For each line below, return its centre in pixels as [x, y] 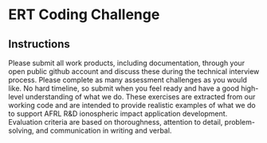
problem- [240, 122]
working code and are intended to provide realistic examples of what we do [132, 105]
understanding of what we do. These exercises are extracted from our [140, 97]
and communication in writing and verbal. [104, 130]
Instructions [39, 44]
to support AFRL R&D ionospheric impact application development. [118, 114]
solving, [21, 130]
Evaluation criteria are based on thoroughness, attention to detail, [116, 122]
